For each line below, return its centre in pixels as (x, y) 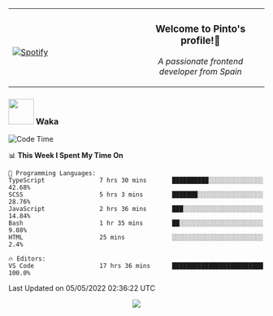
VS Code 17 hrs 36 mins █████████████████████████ (136, 266)
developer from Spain (200, 71)
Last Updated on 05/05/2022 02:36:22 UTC (82, 288)
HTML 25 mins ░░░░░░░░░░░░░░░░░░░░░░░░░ (136, 238)
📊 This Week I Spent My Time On (66, 156)
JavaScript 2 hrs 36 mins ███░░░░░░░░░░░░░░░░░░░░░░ (136, 209)
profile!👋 (201, 41)
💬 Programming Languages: (52, 173)
